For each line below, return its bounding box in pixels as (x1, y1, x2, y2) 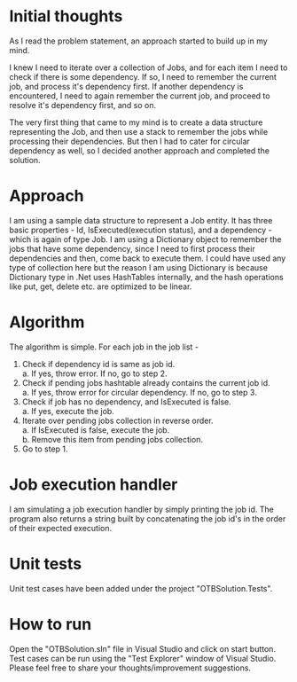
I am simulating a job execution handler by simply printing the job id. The (9, 504, 275, 514)
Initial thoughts (9, 6, 123, 27)
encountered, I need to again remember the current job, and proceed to (9, 90, 270, 101)
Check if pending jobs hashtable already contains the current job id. (21, 377, 270, 388)
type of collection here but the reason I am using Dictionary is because (9, 262, 269, 272)
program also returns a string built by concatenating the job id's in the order (9, 513, 286, 524)
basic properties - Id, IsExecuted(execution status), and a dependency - (9, 224, 272, 235)
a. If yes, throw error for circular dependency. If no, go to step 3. (21, 387, 257, 397)
